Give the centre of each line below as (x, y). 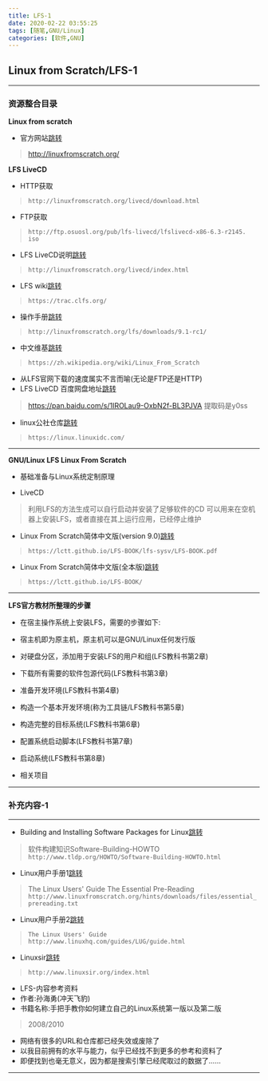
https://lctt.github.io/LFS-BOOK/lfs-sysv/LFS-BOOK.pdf (122, 551)
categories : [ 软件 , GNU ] (47, 38)
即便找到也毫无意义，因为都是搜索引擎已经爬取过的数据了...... (120, 1060)
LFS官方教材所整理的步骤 (50, 606)
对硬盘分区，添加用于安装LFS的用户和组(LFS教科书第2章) (114, 657)
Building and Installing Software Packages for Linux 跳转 (111, 832)
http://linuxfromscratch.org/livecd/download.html (114, 201)
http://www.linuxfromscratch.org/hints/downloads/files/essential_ (142, 896)
